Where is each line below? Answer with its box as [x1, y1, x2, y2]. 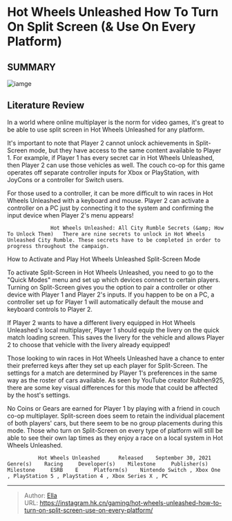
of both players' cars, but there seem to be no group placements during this [7, 418, 223, 427]
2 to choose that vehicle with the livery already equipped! [7, 340, 171, 348]
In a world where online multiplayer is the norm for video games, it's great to [7, 118, 224, 126]
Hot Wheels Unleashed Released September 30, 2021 [37, 454, 212, 461]
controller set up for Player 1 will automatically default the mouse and [7, 297, 204, 306]
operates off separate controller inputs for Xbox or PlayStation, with [7, 168, 200, 177]
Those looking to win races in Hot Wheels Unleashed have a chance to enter [7, 354, 225, 362]
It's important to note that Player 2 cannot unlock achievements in [7, 139, 195, 147]
